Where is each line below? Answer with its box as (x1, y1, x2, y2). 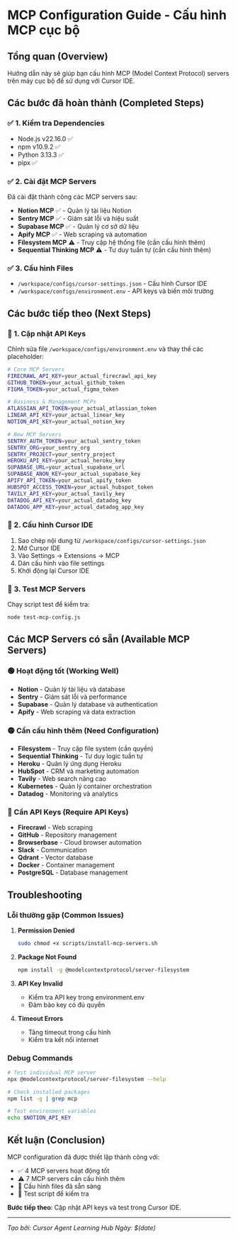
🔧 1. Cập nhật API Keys (7, 329, 86, 338)
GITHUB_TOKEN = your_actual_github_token (7, 379, 125, 386)
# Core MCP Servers (7, 365, 65, 373)
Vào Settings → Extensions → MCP (17, 551, 120, 559)
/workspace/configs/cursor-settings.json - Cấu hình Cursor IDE (17, 280, 208, 288)
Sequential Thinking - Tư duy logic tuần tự (17, 751, 143, 760)
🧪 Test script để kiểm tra (17, 1189, 90, 1198)
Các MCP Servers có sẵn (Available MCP (7, 634, 190, 646)
